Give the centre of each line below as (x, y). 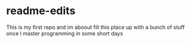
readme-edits (41, 11)
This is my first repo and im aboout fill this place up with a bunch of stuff (95, 27)
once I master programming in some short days (65, 33)
